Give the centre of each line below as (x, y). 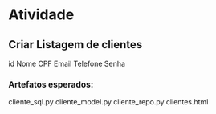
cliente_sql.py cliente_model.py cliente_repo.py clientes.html (108, 102)
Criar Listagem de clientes (75, 45)
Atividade (41, 15)
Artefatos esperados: (51, 84)
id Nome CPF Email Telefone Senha (67, 63)
